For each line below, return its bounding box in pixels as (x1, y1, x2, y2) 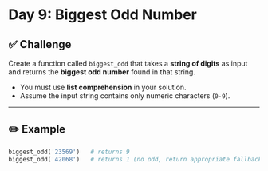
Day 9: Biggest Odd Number (8, 6, 197, 24)
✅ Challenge (8, 38, 72, 51)
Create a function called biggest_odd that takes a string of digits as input (8, 58, 248, 68)
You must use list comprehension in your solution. (19, 82, 187, 92)
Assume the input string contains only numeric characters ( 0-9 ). (19, 91, 231, 101)
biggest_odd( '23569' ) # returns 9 (8, 148, 130, 156)
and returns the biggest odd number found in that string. (8, 67, 195, 77)
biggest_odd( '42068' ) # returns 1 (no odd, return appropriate (8, 155, 230, 163)
